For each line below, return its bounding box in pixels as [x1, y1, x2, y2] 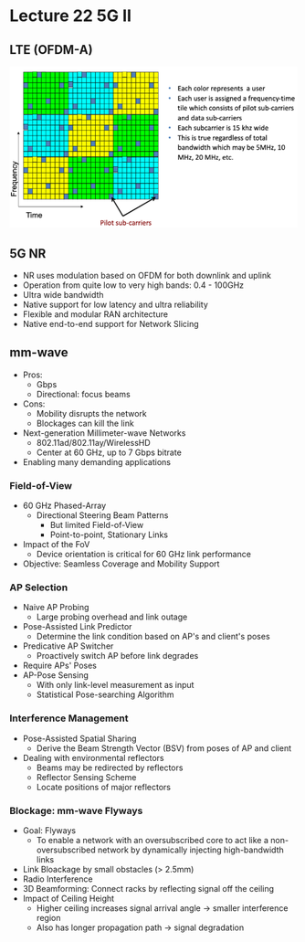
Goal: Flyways [22, 825, 76, 836]
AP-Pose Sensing [22, 670, 89, 681]
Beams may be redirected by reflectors [36, 762, 184, 773]
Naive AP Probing [22, 602, 89, 613]
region [36, 913, 61, 924]
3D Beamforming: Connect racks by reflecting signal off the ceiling [22, 884, 275, 894]
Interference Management [9, 712, 130, 725]
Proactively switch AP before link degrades [36, 651, 199, 662]
